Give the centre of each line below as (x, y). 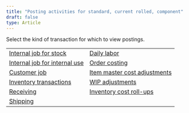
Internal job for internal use (46, 63)
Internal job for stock (38, 53)
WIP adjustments (113, 82)
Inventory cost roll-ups (121, 92)
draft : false (22, 17)
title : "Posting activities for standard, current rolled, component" (95, 12)
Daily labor (104, 53)
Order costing (109, 63)
